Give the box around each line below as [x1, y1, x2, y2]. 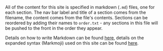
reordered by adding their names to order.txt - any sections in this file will [5, 20, 158, 26]
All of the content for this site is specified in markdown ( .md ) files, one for [5, 4, 155, 10]
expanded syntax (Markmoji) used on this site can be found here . [5, 40, 139, 46]
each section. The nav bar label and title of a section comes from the [5, 9, 146, 15]
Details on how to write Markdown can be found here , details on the [5, 35, 144, 41]
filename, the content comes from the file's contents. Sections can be [5, 15, 148, 20]
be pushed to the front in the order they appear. [5, 25, 103, 31]
